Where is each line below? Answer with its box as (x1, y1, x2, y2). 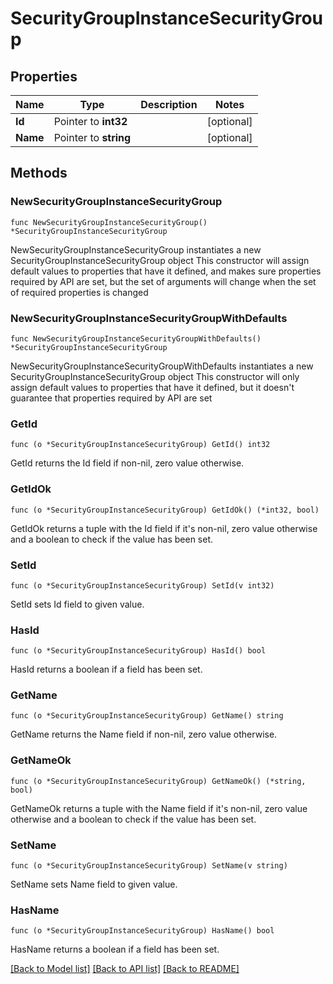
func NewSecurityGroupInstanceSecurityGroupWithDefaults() (10, 333, 262, 344)
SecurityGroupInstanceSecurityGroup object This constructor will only (10, 370, 300, 382)
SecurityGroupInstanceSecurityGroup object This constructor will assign (10, 254, 310, 266)
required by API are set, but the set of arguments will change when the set (10, 275, 317, 287)
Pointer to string (53, 131, 132, 144)
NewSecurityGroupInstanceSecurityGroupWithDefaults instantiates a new (10, 360, 314, 372)
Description (140, 98, 198, 111)
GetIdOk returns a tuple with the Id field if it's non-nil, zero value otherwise (10, 522, 318, 534)
